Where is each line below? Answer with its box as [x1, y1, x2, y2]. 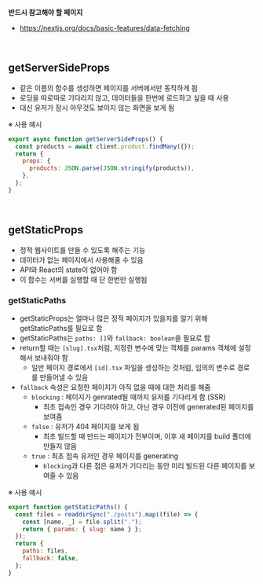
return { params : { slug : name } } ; [22, 525, 143, 533]
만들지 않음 [42, 441, 77, 450]
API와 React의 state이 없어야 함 [19, 265, 118, 274]
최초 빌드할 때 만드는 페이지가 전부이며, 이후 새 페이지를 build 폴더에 [42, 432, 251, 441]
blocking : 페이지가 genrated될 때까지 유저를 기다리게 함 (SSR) [31, 392, 226, 402]
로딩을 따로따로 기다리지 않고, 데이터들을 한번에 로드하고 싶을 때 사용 [19, 93, 229, 102]
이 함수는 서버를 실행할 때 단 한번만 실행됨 [19, 274, 148, 284]
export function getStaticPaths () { [8, 503, 128, 511]
